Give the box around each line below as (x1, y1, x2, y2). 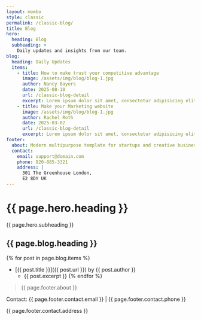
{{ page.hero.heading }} (6, 202, 129, 215)
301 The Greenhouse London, (22, 170, 93, 176)
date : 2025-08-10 (22, 87, 66, 93)
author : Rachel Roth (22, 114, 74, 120)
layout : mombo (6, 8, 42, 15)
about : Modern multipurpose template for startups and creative (11, 142, 175, 148)
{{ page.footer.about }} (20, 284, 78, 291)
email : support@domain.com (17, 153, 84, 159)
